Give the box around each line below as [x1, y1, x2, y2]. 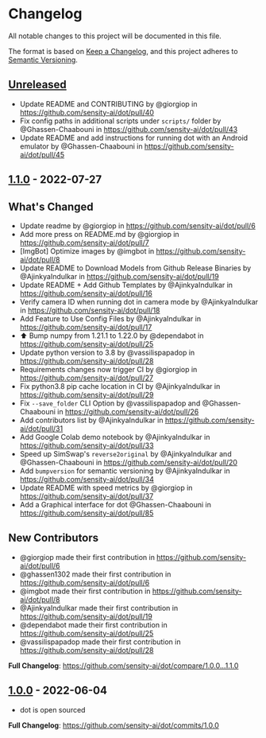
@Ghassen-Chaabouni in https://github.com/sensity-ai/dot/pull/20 [19, 457, 238, 467]
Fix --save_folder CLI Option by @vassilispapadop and [19, 398, 201, 408]
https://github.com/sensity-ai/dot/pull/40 [19, 107, 155, 117]
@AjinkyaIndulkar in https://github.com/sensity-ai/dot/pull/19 [19, 271, 220, 281]
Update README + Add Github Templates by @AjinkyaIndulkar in [19, 280, 233, 289]
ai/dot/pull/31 [19, 423, 64, 433]
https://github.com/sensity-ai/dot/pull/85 [19, 508, 154, 518]
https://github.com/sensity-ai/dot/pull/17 [19, 322, 152, 332]
